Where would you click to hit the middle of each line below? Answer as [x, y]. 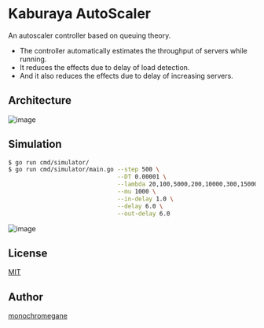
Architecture [40, 100]
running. [33, 59]
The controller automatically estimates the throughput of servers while [133, 50]
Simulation [35, 144]
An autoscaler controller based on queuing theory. [90, 35]
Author [26, 297]
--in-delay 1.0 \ [145, 199]
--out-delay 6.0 [143, 213]
